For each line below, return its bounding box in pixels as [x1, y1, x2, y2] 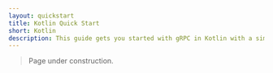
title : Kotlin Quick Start [8, 19, 100, 27]
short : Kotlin [8, 26, 57, 34]
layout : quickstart [8, 11, 75, 20]
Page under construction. [28, 56, 114, 66]
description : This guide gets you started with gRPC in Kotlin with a [8, 34, 253, 43]
